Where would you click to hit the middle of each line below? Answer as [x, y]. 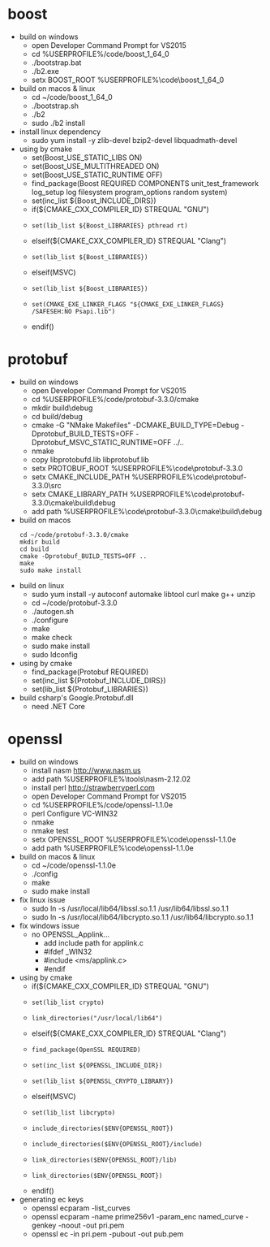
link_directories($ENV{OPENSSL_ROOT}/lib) [104, 1160]
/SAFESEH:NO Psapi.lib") [73, 311]
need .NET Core [58, 706]
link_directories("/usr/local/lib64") [97, 1018]
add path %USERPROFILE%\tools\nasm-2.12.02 [111, 779]
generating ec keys [51, 1199]
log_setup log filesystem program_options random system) [129, 192]
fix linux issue [42, 899]
